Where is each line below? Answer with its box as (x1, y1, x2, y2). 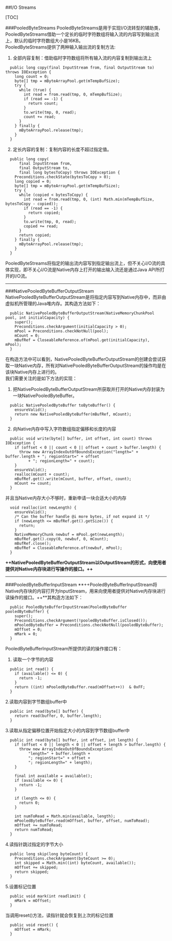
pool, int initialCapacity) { (5, 315, 70, 320)
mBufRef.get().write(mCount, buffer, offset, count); (14, 476, 132, 482)
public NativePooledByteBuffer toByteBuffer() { (10, 403, 116, 408)
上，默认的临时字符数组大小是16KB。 (5, 38, 83, 43)
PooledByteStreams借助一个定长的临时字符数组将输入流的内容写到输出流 (5, 31, 160, 37)
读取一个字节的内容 (12, 656, 54, 662)
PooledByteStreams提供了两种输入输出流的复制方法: (5, 44, 116, 50)
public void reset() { (10, 923, 58, 928)
